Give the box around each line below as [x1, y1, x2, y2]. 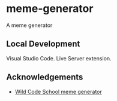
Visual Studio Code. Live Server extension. [6, 54, 112, 62]
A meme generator [6, 22, 53, 29]
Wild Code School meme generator [14, 88, 102, 95]
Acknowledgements [6, 72, 83, 82]
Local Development [6, 39, 80, 49]
